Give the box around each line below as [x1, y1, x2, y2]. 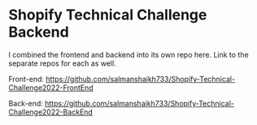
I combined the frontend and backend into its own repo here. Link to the [8, 50, 250, 59]
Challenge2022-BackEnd [8, 107, 94, 117]
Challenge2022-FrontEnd [8, 83, 94, 93]
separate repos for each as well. [8, 58, 116, 68]
